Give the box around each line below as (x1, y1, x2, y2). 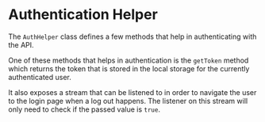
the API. (8, 40, 34, 49)
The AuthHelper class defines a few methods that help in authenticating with (8, 32, 257, 41)
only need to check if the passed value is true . (8, 105, 161, 114)
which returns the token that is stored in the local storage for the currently (8, 63, 250, 73)
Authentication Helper (8, 6, 159, 24)
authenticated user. (8, 72, 71, 82)
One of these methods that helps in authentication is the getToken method (8, 55, 249, 65)
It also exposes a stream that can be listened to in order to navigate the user (8, 87, 257, 97)
